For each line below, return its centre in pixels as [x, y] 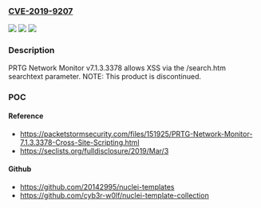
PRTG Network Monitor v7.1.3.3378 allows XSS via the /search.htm [117, 68]
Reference [26, 116]
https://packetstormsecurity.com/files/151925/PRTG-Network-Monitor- [136, 134]
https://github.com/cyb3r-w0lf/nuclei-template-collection [114, 195]
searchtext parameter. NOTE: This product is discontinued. [105, 76]
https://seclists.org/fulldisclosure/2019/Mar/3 [94, 150]
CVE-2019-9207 [41, 11]
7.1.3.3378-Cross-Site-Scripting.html [79, 142]
